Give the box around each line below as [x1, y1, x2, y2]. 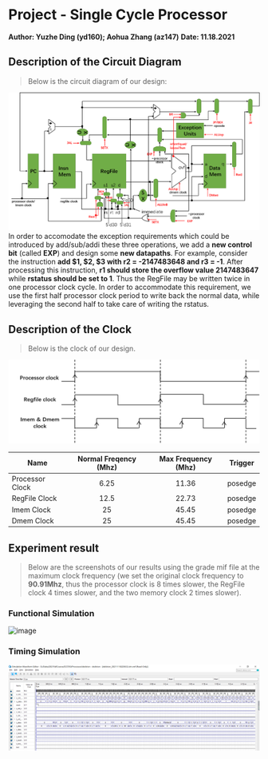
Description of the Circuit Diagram [8, 55, 182, 69]
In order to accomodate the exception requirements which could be [8, 232, 230, 241]
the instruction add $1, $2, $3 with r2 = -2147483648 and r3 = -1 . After [8, 257, 243, 267]
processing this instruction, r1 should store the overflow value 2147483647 [8, 265, 259, 275]
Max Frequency [159, 454, 213, 463]
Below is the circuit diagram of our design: [27, 76, 167, 85]
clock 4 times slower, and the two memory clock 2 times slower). [27, 588, 242, 598]
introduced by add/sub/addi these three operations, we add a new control [8, 240, 253, 249]
